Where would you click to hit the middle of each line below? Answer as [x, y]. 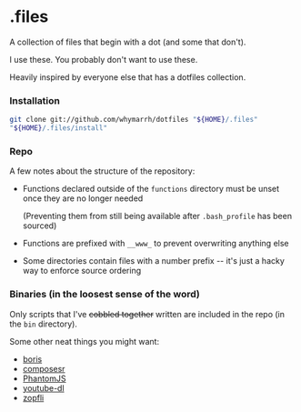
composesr [44, 368]
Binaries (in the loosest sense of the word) [105, 295]
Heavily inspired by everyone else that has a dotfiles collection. [128, 77]
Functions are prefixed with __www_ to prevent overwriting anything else [156, 244]
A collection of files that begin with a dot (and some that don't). [128, 42]
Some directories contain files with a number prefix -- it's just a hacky [153, 261]
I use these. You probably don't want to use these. [104, 59]
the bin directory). [43, 324]
